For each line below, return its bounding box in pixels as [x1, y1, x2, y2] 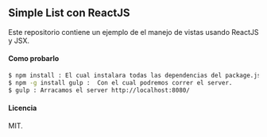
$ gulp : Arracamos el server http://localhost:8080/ [8, 86, 191, 94]
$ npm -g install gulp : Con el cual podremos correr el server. [8, 78, 233, 86]
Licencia [8, 103, 37, 113]
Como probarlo [8, 54, 60, 63]
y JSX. [8, 36, 30, 45]
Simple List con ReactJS [8, 6, 130, 20]
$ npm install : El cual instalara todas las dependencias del [8, 71, 222, 80]
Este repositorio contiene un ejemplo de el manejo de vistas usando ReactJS [8, 27, 260, 36]
